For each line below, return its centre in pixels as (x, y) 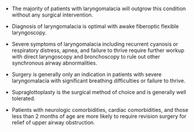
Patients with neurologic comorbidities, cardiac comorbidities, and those (100, 110)
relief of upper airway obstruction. (54, 123)
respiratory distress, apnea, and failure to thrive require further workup (98, 50)
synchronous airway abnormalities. (54, 63)
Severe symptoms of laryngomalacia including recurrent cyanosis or (95, 44)
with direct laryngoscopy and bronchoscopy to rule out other (86, 57)
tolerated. (23, 98)
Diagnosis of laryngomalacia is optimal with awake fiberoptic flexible (95, 26)
